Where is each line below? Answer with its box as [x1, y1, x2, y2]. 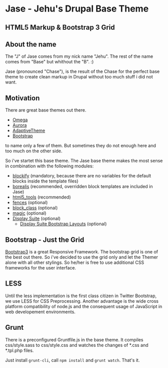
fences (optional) [12, 200, 48, 206]
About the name [5, 40, 57, 48]
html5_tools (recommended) [12, 194, 71, 200]
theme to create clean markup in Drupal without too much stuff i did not [5, 74, 153, 80]
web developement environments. [5, 309, 76, 315]
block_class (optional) [12, 205, 58, 211]
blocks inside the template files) [12, 178, 79, 184]
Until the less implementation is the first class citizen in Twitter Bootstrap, [5, 293, 157, 299]
